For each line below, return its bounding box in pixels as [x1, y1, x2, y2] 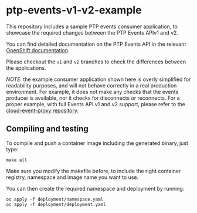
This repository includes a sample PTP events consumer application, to [6, 23, 178, 30]
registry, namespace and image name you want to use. [6, 174, 139, 181]
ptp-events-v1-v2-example [6, 4, 142, 17]
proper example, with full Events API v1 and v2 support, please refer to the [6, 100, 186, 107]
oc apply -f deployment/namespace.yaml [6, 196, 104, 202]
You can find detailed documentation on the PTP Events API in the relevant [6, 40, 186, 48]
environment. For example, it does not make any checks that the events [6, 88, 179, 95]
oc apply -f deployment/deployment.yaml [6, 201, 107, 207]
